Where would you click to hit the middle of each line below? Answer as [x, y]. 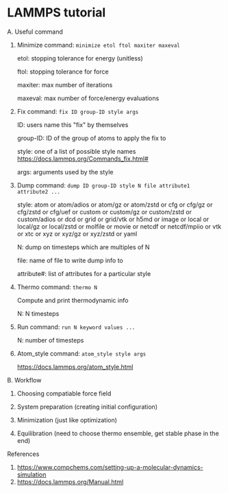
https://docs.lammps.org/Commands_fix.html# [83, 159]
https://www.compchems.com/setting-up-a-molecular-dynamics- [110, 467]
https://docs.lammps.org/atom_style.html [75, 367]
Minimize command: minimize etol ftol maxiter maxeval [98, 45]
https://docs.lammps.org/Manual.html [70, 481]
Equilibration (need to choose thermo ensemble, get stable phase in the [118, 433]
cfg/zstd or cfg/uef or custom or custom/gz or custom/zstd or [104, 211]
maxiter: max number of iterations [65, 84]
